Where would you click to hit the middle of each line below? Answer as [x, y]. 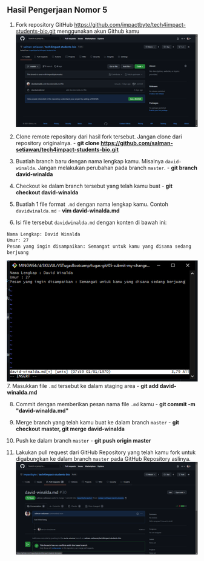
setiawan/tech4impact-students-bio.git [67, 149]
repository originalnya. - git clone [58, 143]
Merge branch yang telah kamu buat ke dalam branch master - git [97, 422]
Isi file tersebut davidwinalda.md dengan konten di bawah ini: [91, 222]
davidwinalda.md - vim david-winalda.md [67, 210]
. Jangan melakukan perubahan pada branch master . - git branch [116, 168]
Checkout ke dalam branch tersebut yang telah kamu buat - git [94, 186]
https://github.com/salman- [137, 143]
